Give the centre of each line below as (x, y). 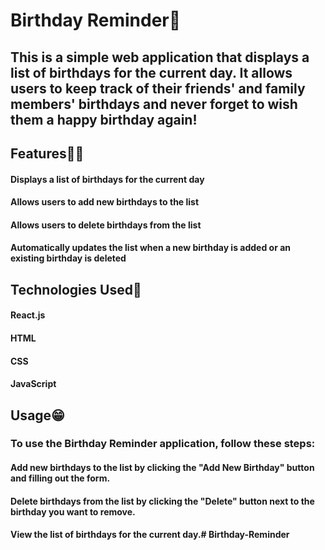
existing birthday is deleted (68, 258)
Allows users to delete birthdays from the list (106, 225)
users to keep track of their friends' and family (158, 88)
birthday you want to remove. (73, 511)
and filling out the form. (60, 478)
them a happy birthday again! (104, 119)
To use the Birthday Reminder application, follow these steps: (163, 444)
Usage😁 (37, 415)
